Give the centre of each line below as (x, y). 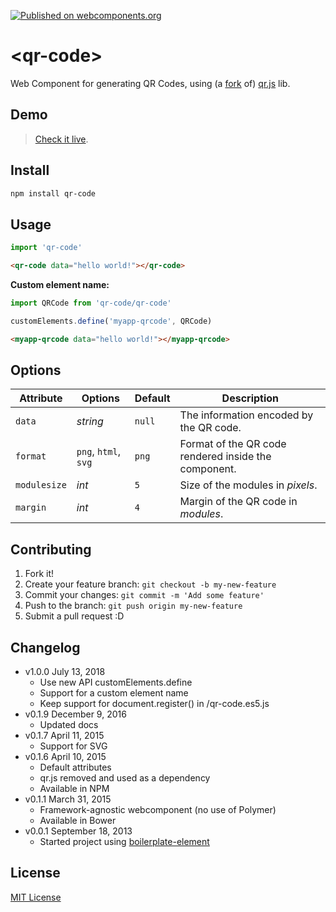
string (90, 422)
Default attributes (75, 767)
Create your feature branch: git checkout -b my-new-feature (150, 584)
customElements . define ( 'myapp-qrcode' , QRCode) (111, 321)
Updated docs (69, 725)
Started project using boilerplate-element (124, 842)
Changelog (45, 647)
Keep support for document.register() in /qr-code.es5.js (154, 704)
